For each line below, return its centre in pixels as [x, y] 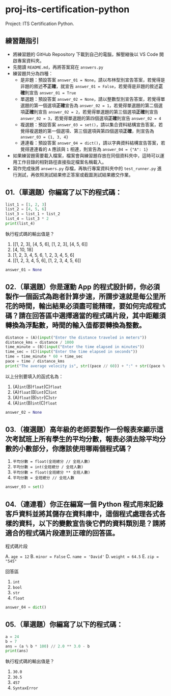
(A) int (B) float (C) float [37, 387]
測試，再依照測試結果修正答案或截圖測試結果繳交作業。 [75, 174]
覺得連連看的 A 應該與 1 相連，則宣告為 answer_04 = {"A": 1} [84, 149]
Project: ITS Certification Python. [40, 24]
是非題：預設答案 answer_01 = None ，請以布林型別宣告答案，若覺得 [91, 80]
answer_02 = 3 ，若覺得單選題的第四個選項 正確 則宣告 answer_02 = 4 [91, 118]
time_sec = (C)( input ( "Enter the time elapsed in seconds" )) [72, 352]
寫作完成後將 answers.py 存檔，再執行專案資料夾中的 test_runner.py [84, 168]
